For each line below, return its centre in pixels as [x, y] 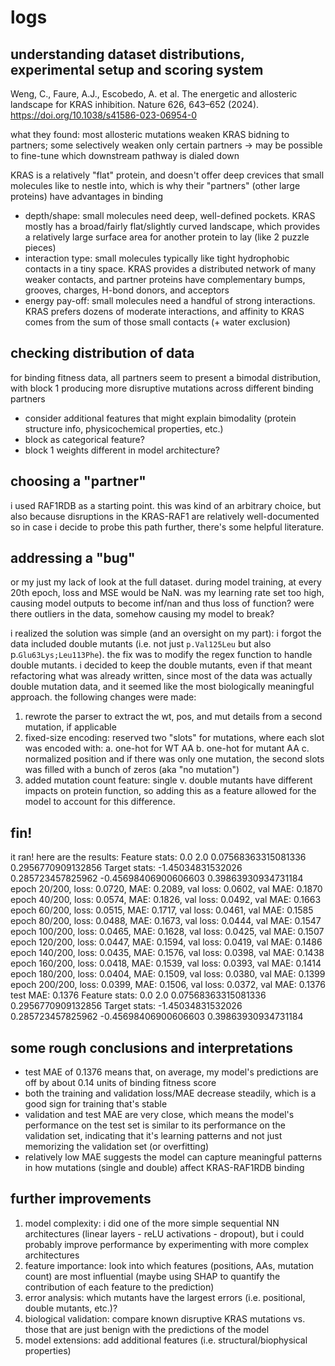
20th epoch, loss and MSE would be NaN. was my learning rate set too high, [167, 593]
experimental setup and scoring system [137, 69]
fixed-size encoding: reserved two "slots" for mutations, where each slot [174, 738]
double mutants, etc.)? [71, 1308]
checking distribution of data [102, 353]
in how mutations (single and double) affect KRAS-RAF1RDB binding [164, 1168]
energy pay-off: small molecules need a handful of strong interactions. [170, 300]
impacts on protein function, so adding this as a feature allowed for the [170, 791]
